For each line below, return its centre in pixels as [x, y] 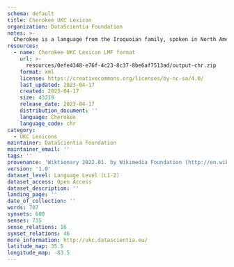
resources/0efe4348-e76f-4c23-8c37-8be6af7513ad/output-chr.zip [121, 65]
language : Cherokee [48, 117]
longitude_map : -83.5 [39, 253]
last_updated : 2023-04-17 [57, 85]
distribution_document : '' [59, 111]
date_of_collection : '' [42, 201]
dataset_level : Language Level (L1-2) [63, 175]
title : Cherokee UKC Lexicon [49, 20]
